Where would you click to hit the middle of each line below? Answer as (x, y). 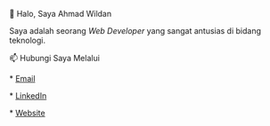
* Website (28, 113)
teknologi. (28, 40)
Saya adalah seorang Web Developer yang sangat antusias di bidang (135, 31)
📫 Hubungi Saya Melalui (55, 58)
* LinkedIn (28, 96)
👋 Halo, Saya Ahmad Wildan (61, 14)
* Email (22, 79)
